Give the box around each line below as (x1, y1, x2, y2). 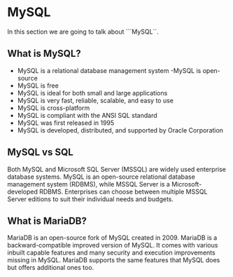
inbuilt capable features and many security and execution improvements (7, 248, 216, 257)
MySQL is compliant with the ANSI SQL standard (17, 111, 157, 119)
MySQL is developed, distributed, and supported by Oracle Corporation (17, 126, 224, 134)
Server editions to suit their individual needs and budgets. (7, 194, 174, 203)
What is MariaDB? (7, 215, 87, 227)
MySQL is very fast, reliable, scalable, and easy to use (17, 96, 174, 104)
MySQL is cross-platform (17, 103, 90, 112)
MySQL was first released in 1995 (17, 119, 115, 127)
